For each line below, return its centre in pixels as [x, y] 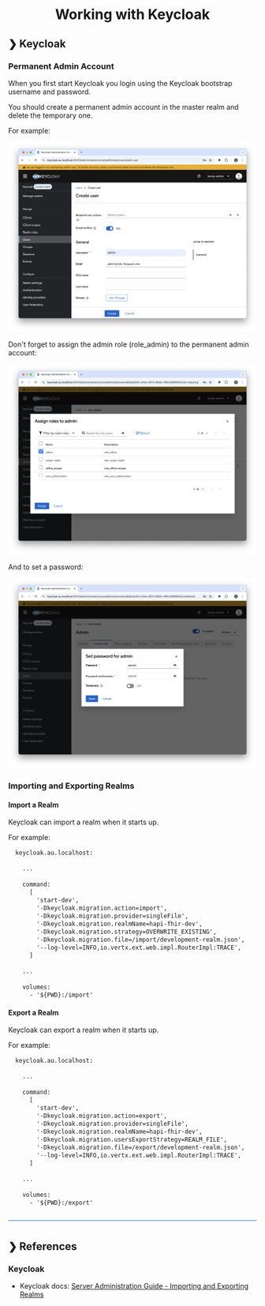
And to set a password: [46, 567]
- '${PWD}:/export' [61, 1203]
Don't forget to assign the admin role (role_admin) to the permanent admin [129, 344]
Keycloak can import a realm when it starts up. [84, 822]
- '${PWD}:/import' [61, 995]
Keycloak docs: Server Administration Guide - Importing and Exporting [134, 1286]
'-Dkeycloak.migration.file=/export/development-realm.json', [141, 1148]
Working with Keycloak [132, 15]
